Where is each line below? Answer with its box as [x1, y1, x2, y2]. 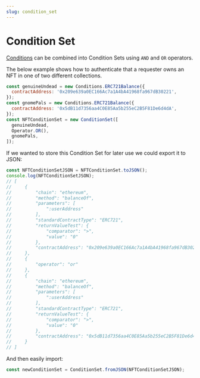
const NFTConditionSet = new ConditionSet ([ [6, 117, 118, 123]
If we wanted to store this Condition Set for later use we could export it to [6, 149, 186, 157]
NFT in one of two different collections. [6, 72, 102, 79]
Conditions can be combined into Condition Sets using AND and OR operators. [6, 54, 193, 61]
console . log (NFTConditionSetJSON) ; [6, 173, 95, 179]
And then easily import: [6, 355, 64, 363]
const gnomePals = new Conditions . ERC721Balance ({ [6, 100, 135, 106]
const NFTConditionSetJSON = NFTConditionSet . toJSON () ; [6, 167, 148, 173]
